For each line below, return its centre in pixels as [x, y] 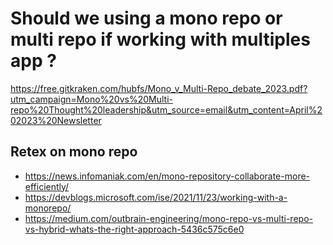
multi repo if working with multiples [160, 39]
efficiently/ [47, 186]
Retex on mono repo [74, 152]
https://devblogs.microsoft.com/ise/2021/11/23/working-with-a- [156, 197]
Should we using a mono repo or [146, 18]
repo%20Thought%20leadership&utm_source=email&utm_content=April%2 [166, 109]
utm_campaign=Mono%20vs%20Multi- [91, 99]
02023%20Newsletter [56, 120]
